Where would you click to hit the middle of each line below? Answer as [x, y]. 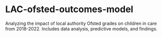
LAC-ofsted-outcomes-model [69, 9]
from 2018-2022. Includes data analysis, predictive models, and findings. [82, 28]
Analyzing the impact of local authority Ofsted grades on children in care [81, 23]
